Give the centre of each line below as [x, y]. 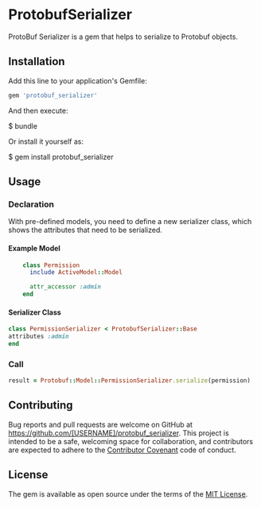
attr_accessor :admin [65, 287]
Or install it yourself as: [46, 141]
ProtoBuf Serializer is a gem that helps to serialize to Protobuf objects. [123, 37]
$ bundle [23, 126]
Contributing [41, 406]
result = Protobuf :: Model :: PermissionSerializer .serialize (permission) [129, 381]
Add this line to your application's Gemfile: [78, 80]
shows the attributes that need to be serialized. [86, 230]
